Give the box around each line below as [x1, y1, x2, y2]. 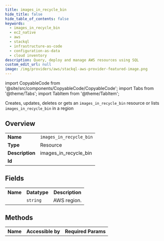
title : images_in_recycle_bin [5, 7, 67, 12]
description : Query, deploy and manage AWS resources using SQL [5, 58, 139, 62]
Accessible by [26, 228, 60, 235]
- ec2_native [9, 30, 36, 35]
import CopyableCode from [5, 80, 60, 86]
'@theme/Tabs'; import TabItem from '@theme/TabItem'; [5, 90, 119, 96]
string [26, 197, 42, 203]
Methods [5, 213, 33, 222]
